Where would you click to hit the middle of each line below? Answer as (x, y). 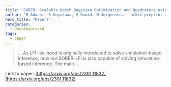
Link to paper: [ (21, 73)
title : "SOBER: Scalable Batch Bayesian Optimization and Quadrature (81, 10)
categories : (18, 24)
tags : (11, 34)
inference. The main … (56, 64)
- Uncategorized (27, 29)
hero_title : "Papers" (28, 19)
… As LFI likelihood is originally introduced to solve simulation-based (90, 53)
